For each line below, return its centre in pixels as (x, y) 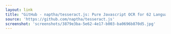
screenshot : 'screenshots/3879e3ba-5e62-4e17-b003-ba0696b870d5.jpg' (81, 24)
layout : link (19, 10)
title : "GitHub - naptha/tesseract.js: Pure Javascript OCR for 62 (78, 14)
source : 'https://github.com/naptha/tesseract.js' (60, 19)
